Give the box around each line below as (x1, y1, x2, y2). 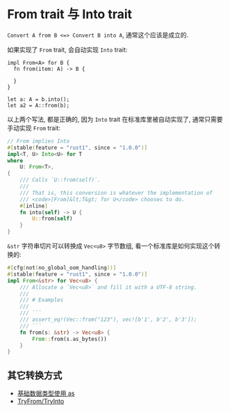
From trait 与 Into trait (7, 6, 133, 22)
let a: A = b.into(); (7, 95, 70, 103)
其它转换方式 (7, 370, 63, 381)
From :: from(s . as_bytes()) (32, 335, 108, 342)
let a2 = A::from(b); (7, 102, 70, 109)
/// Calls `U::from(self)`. (19, 177, 101, 184)
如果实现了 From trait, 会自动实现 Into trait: (7, 45, 128, 54)
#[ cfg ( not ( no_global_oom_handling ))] (7, 264, 117, 271)
